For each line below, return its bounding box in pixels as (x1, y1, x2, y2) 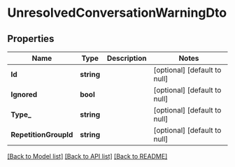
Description (107, 54, 147, 63)
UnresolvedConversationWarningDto (7, 5, 227, 21)
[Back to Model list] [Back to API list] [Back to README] (7, 152, 168, 160)
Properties (7, 33, 55, 45)
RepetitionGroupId (10, 130, 73, 139)
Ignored (10, 89, 38, 99)
